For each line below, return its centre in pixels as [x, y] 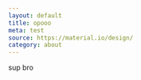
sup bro [21, 67]
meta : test [26, 30]
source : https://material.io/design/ [71, 38]
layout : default [35, 15]
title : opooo [30, 23]
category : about [35, 45]
